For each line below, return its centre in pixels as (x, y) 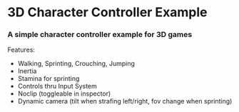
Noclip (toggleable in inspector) (64, 94)
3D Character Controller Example (108, 12)
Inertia (27, 71)
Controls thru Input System (57, 86)
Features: (21, 50)
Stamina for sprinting (49, 79)
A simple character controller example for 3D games (100, 35)
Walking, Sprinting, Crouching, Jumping (76, 64)
